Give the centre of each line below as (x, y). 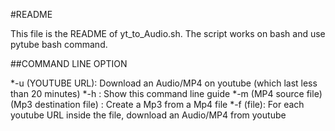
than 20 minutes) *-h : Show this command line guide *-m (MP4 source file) (166, 93)
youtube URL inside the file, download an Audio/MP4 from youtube (148, 115)
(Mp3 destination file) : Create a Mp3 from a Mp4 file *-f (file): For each (157, 104)
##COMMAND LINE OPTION (69, 63)
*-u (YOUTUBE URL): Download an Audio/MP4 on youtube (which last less (164, 83)
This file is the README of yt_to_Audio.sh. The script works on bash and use (168, 33)
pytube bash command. (59, 44)
